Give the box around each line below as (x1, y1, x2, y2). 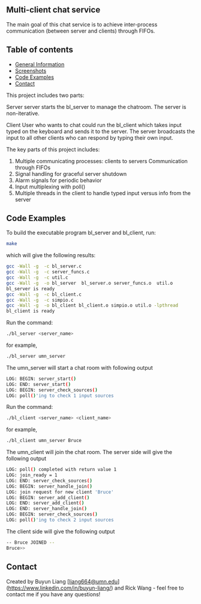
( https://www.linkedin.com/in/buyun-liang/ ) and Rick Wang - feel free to (6, 584, 184, 591)
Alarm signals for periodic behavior (14, 176, 102, 184)
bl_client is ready (6, 308, 55, 314)
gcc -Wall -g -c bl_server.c (6, 263, 82, 270)
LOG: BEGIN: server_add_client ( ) (6, 494, 90, 500)
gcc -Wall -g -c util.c (6, 275, 68, 281)
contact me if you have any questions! (6, 590, 101, 598)
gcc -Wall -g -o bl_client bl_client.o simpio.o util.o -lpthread (6, 302, 179, 309)
